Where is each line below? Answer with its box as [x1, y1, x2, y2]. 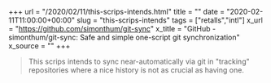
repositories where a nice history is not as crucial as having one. [28, 65, 244, 75]
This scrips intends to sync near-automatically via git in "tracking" [28, 56, 250, 66]
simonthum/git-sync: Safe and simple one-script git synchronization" [8, 32, 240, 42]
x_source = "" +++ [8, 41, 71, 51]
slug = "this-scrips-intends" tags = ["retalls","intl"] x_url [76, 15, 263, 25]
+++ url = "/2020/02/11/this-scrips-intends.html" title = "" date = [8, 7, 225, 16]
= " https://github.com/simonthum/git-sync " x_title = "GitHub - [8, 24, 216, 33]
